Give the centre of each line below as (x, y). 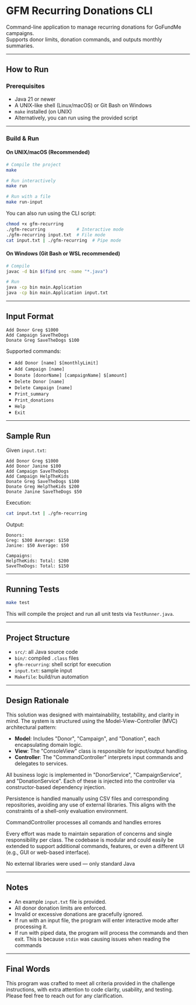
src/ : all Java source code (46, 652)
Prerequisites (25, 86)
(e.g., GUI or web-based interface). (48, 852)
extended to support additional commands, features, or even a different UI (95, 846)
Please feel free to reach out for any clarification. (65, 996)
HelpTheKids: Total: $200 (37, 561)
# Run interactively (31, 181)
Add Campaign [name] (39, 369)
